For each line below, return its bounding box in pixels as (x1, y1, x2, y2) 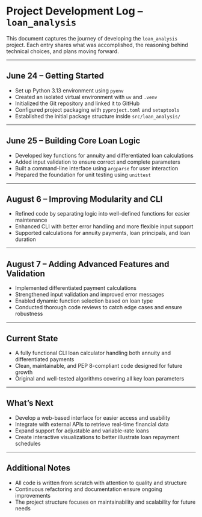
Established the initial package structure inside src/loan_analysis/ (14, 112, 181, 120)
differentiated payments (14, 356, 75, 363)
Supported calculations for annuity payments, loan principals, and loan (14, 230, 191, 237)
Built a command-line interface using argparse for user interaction (14, 164, 179, 172)
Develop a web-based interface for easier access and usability (14, 414, 171, 421)
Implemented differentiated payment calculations (14, 284, 137, 292)
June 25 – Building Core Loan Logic (6, 136, 141, 146)
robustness (14, 310, 43, 318)
